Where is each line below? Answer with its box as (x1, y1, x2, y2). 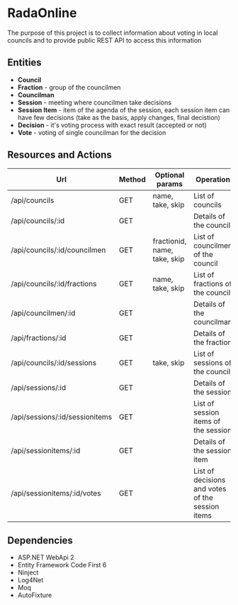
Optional (154, 170, 185, 180)
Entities (7, 57, 42, 69)
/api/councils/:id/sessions (11, 357, 97, 367)
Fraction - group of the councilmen (17, 83, 121, 92)
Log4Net (17, 576, 44, 584)
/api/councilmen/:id (11, 307, 76, 317)
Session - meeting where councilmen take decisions (17, 98, 172, 107)
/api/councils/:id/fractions (11, 278, 97, 288)
